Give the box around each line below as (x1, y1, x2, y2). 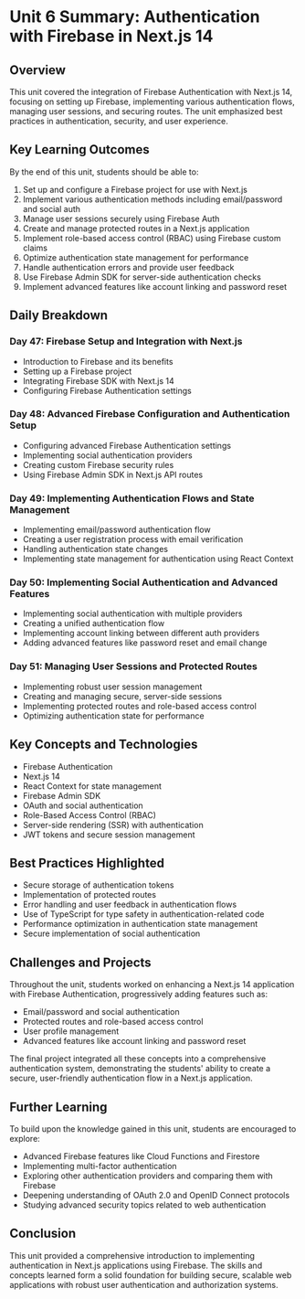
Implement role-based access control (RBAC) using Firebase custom (22, 232, 281, 243)
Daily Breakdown (9, 308, 108, 324)
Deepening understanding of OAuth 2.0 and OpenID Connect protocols (22, 1189, 290, 1200)
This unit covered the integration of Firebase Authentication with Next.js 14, (9, 87, 293, 97)
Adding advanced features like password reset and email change (22, 637, 268, 648)
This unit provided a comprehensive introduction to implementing (9, 1250, 256, 1261)
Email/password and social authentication (22, 1006, 180, 1017)
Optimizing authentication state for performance (22, 710, 205, 721)
